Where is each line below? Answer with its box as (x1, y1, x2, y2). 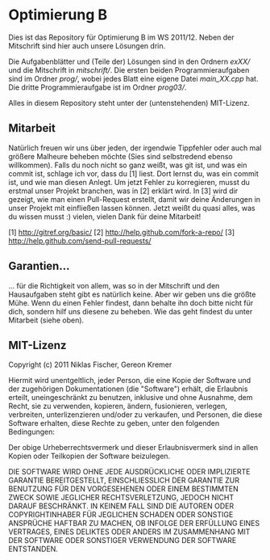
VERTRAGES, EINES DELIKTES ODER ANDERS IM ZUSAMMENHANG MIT (8, 527, 251, 537)
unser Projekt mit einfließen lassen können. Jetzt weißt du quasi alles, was (8, 203, 255, 213)
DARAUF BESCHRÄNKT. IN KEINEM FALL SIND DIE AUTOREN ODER (8, 501, 235, 511)
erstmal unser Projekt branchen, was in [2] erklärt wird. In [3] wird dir (8, 186, 239, 196)
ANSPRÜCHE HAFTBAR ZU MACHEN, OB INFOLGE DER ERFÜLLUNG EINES (8, 519, 260, 528)
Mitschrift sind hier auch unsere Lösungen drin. (8, 40, 166, 50)
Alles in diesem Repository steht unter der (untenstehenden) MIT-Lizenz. (8, 98, 250, 107)
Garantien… (8, 259, 70, 273)
